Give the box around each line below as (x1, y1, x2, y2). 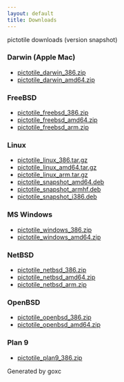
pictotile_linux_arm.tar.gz (17, 170, 88, 179)
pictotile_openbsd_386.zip (17, 313, 92, 321)
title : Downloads (7, 17, 57, 23)
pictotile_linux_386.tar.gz (17, 156, 88, 164)
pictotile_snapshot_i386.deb (17, 192, 98, 201)
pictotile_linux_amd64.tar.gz (17, 163, 97, 172)
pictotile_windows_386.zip (17, 225, 92, 234)
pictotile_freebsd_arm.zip (17, 123, 90, 132)
